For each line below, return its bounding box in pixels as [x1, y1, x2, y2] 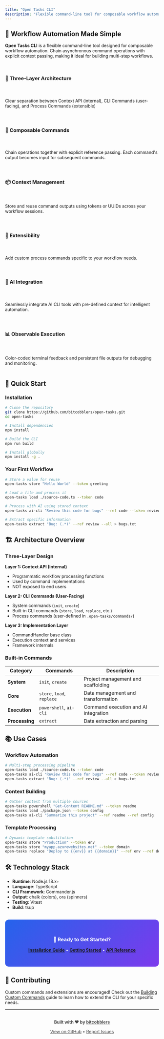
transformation [83, 695, 118, 702]
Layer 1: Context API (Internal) [5, 564, 67, 570]
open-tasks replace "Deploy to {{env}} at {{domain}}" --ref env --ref [5, 849, 154, 854]
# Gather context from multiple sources [5, 799, 89, 804]
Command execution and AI [83, 704, 147, 710]
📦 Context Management [5, 179, 65, 186]
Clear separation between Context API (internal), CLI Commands [5, 98, 135, 104]
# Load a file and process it [5, 490, 67, 496]
